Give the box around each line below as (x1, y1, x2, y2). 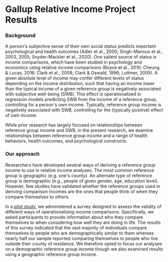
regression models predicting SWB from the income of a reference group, (5, 96, 157, 102)
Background (5, 32, 36, 39)
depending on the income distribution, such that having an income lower (5, 80, 155, 86)
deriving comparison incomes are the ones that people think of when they (5, 188, 158, 194)
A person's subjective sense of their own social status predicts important (5, 43, 156, 49)
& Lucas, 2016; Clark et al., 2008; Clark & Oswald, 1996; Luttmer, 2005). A (5, 70, 158, 76)
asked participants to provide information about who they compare (5, 214, 143, 220)
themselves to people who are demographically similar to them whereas (5, 230, 154, 236)
